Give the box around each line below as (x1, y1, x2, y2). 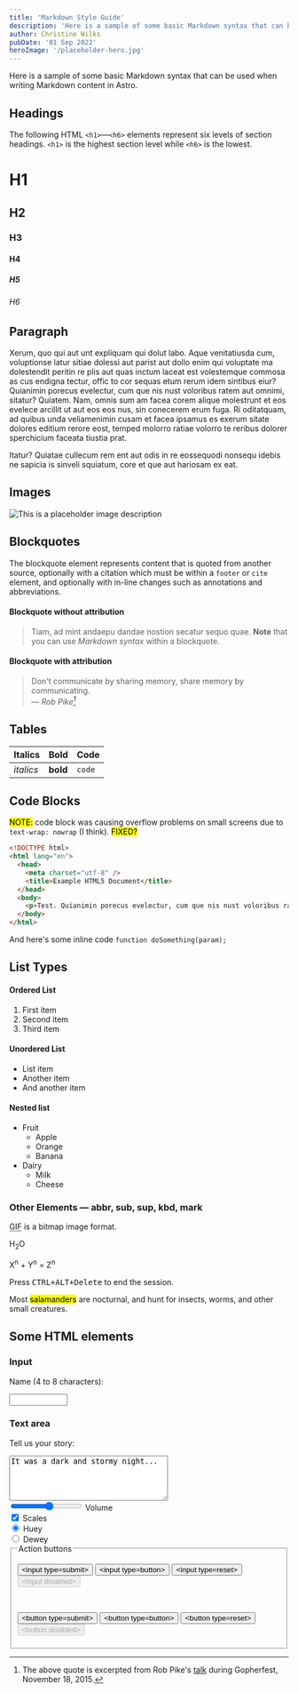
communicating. (30, 685, 90, 696)
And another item (21, 1082, 86, 1093)
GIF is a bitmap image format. (9, 1221, 117, 1232)
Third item (21, 1023, 60, 1034)
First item (21, 1004, 57, 1015)
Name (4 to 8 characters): (9, 1376, 104, 1386)
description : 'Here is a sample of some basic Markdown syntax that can (9, 21, 284, 30)
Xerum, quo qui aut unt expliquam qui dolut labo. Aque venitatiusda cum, (9, 347, 275, 358)
